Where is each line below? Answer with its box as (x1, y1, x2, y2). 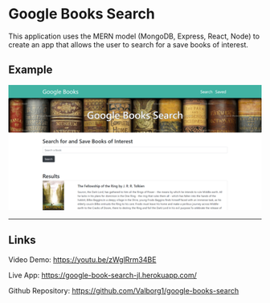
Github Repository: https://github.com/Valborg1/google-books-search (8, 285, 239, 295)
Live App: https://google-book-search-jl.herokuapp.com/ (8, 270, 197, 280)
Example (8, 63, 53, 77)
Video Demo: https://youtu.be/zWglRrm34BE (8, 254, 157, 265)
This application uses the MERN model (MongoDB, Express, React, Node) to (8, 31, 260, 41)
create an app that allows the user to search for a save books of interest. (8, 39, 249, 49)
